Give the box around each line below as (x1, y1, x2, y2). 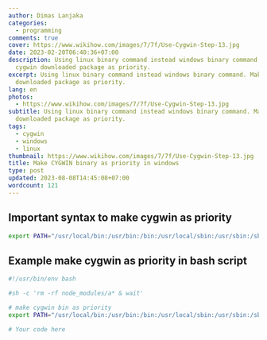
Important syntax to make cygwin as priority (8, 211, 232, 225)
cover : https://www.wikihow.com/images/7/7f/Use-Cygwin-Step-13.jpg (8, 41, 240, 49)
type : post (8, 167, 44, 175)
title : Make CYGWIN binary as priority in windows (8, 160, 180, 168)
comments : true (8, 33, 59, 42)
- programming (15, 26, 62, 34)
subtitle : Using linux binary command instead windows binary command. (8, 108, 250, 116)
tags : (8, 122, 26, 130)
